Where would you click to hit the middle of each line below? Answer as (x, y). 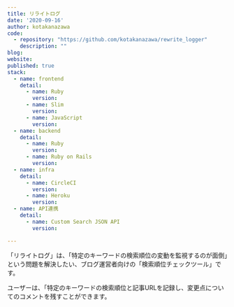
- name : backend (37, 131)
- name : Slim (45, 105)
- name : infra (34, 170)
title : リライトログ (34, 14)
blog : (15, 53)
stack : (17, 72)
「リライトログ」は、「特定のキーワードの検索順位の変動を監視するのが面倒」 (117, 255)
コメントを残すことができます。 (65, 296)
